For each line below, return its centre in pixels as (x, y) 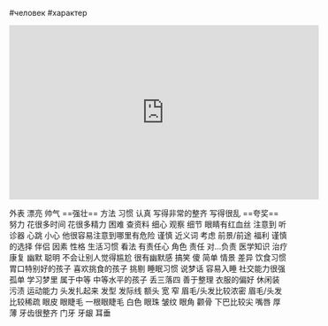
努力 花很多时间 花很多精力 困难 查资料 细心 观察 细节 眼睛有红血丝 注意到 (143, 224)
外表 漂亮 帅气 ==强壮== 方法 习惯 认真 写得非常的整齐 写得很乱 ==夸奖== (144, 213)
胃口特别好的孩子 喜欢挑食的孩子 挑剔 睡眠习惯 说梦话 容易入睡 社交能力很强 (147, 268)
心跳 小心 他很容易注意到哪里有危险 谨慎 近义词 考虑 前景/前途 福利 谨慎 (156, 235)
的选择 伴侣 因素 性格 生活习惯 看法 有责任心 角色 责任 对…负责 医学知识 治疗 (149, 246)
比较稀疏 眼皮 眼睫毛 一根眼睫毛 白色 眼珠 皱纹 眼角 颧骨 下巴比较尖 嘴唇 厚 (145, 302)
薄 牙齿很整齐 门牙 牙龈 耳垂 (60, 313)
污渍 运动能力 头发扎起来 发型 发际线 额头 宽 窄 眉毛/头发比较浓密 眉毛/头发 (146, 291)
